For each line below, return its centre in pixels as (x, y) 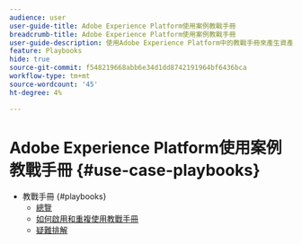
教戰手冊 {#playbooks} (64, 196)
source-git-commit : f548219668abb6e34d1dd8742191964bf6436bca (128, 68)
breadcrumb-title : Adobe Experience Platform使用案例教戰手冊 (123, 34)
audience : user (38, 17)
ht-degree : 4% (36, 92)
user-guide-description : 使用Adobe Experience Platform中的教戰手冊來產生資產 (151, 43)
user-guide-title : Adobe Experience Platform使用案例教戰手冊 (123, 26)
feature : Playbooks (46, 51)
